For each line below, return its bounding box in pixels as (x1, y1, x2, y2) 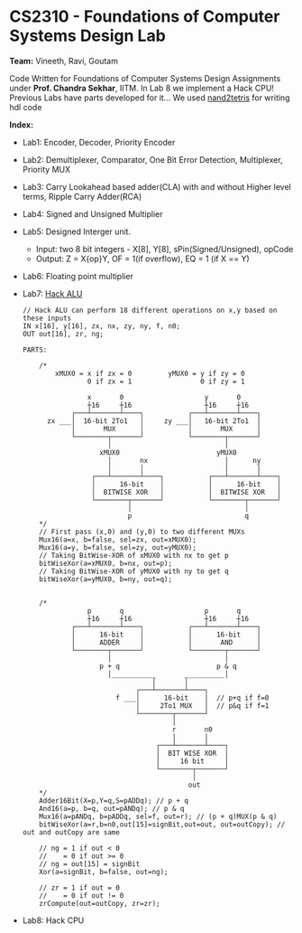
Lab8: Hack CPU (22, 915, 85, 926)
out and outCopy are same (22, 827, 120, 837)
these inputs (22, 314, 72, 323)
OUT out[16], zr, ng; (22, 329, 104, 338)
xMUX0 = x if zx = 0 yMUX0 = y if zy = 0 (55, 369, 245, 378)
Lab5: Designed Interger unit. (22, 226, 132, 237)
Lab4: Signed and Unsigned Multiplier (22, 208, 163, 219)
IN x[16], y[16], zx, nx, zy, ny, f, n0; (22, 321, 180, 331)
